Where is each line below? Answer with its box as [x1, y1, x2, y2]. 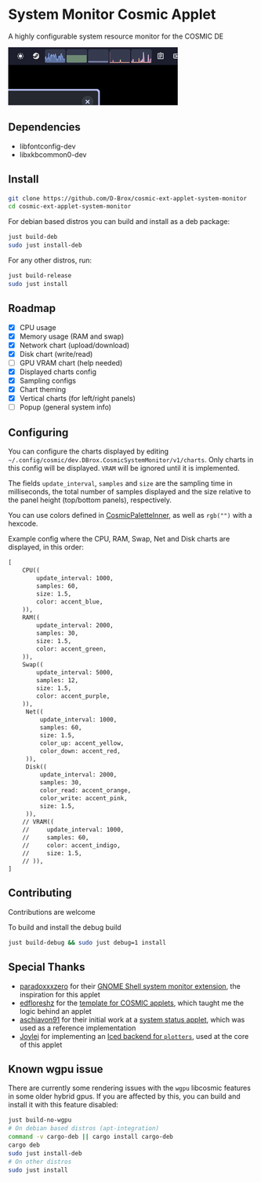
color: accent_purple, [36, 692, 111, 700]
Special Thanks [8, 960, 85, 974]
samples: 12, [36, 677, 79, 685]
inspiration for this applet [19, 989, 100, 999]
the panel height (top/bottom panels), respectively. [8, 495, 172, 505]
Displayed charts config [19, 367, 96, 376]
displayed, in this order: [8, 542, 84, 552]
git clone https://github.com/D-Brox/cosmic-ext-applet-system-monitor [8, 194, 247, 202]
